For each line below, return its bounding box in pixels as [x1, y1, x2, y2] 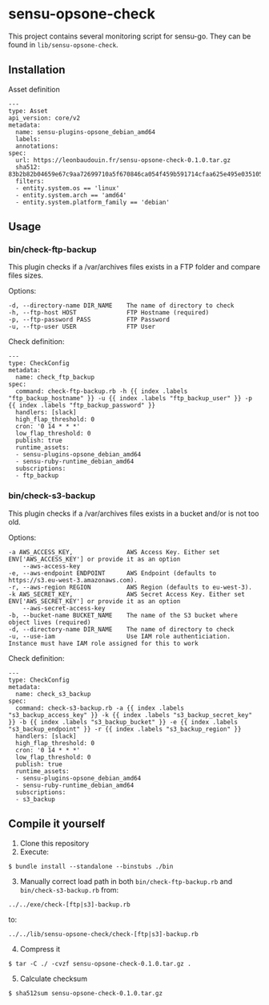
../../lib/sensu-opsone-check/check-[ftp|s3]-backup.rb [8, 930, 199, 938]
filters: [15, 177, 45, 185]
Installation [8, 63, 66, 77]
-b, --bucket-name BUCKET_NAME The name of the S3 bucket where [8, 611, 239, 619]
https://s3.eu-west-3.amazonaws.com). [8, 576, 138, 584]
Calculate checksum [19, 974, 88, 983]
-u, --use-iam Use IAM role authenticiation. [8, 632, 231, 640]
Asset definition [8, 84, 60, 94]
